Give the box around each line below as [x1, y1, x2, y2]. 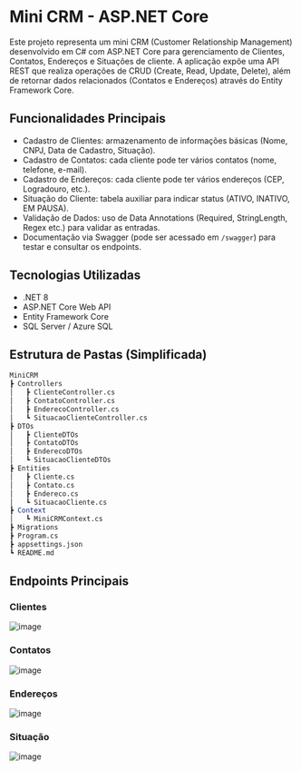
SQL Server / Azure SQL [22, 321, 113, 331]
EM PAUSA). [22, 203, 70, 213]
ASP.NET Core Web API [22, 301, 112, 312]
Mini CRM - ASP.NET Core [9, 6, 209, 27]
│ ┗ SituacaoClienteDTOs [9, 456, 112, 465]
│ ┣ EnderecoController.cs [9, 404, 120, 414]
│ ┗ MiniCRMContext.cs [9, 515, 103, 524]
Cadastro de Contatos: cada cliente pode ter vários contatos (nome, [22, 154, 277, 165]
